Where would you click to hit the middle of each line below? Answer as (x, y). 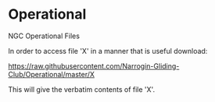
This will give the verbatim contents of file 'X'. (81, 89)
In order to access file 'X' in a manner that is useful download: (108, 51)
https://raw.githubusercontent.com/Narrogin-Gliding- (94, 66)
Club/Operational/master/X (52, 74)
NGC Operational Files (44, 36)
